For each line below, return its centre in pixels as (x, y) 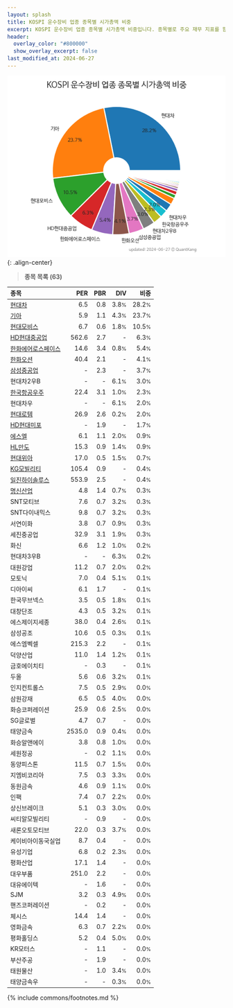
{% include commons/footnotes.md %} (63, 998)
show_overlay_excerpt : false (55, 51)
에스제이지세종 (30, 622)
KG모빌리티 (26, 469)
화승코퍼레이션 (30, 709)
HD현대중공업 (28, 338)
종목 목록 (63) (43, 277)
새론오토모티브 (30, 830)
